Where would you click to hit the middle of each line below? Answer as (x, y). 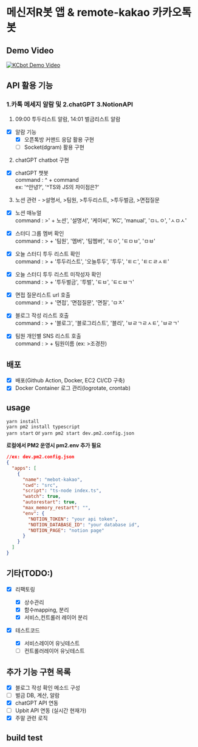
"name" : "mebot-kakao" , (53, 480)
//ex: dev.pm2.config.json (40, 457)
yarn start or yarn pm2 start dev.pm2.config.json (70, 433)
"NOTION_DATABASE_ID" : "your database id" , (84, 525)
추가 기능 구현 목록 (39, 672)
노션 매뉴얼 (28, 213)
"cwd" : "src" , (40, 485)
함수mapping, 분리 (46, 610)
